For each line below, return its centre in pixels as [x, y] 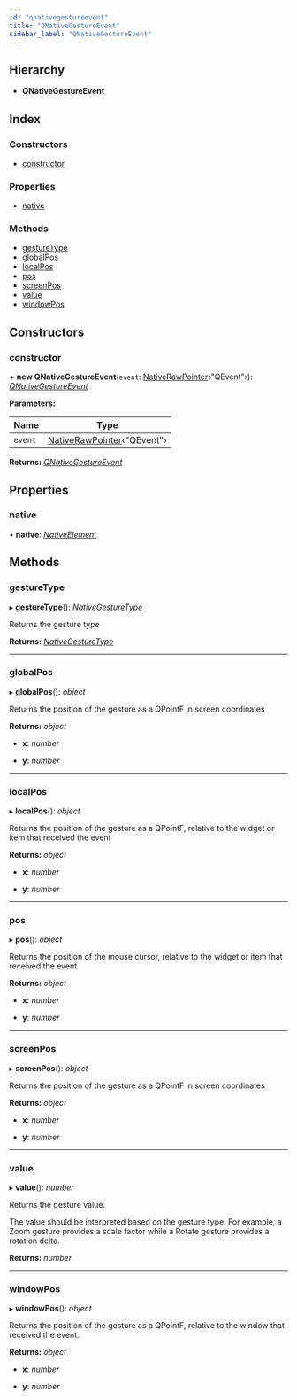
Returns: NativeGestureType [61, 641]
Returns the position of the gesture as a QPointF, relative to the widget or [142, 828]
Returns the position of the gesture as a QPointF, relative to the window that [147, 1326]
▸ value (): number [42, 1187]
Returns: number [41, 1258]
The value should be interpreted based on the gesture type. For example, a [146, 1222]
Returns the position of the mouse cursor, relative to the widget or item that [146, 957]
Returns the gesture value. [57, 1205]
